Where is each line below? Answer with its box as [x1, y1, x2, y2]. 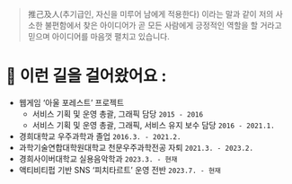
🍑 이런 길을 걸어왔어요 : [5, 66, 167, 86]
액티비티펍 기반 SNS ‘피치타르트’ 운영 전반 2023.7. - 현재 [18, 164, 221, 175]
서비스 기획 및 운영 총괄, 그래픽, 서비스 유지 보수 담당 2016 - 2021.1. [31, 119, 275, 130]
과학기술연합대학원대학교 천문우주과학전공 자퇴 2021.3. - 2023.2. [18, 142, 254, 153]
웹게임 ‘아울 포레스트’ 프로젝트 [18, 97, 125, 108]
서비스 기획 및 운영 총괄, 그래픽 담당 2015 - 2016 [31, 108, 204, 119]
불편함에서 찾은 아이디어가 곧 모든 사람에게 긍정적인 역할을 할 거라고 [44, 20, 282, 31]
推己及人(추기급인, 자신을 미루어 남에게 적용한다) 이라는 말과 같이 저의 [27, 9, 274, 19]
